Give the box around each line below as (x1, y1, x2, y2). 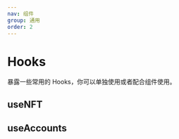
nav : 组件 (7, 10, 34, 18)
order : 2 (7, 23, 33, 30)
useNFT (7, 98, 43, 110)
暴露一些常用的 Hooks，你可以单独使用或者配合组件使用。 (7, 78, 176, 86)
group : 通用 (7, 17, 40, 24)
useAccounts (7, 122, 67, 134)
